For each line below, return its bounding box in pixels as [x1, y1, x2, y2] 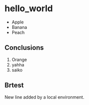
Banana [11, 24, 27, 30]
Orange [11, 57, 27, 63]
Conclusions [4, 43, 44, 52]
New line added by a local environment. [4, 94, 85, 100]
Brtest [4, 81, 24, 89]
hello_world [4, 3, 53, 14]
